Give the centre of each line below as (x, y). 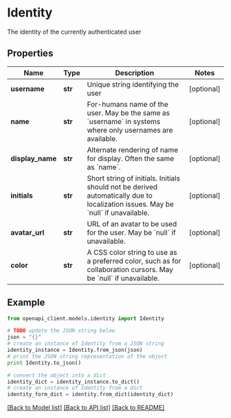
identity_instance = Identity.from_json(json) (75, 350)
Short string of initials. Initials (134, 178)
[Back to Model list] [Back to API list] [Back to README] (86, 408)
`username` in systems (123, 121)
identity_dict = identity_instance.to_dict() (73, 382)
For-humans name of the (128, 104)
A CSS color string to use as (132, 252)
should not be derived (122, 187)
